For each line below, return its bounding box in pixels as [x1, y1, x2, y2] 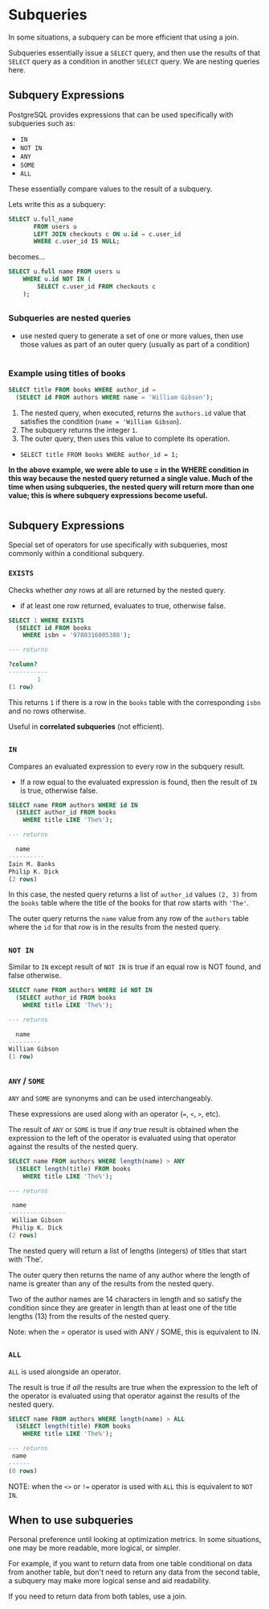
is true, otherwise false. [19, 786, 98, 795]
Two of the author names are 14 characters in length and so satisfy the [8, 1294, 243, 1304]
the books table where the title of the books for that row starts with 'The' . [8, 898, 249, 908]
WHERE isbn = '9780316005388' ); [22, 631, 131, 640]
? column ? [8, 661, 38, 669]
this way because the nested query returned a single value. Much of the [8, 473, 253, 483]
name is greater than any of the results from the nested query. [8, 1279, 214, 1288]
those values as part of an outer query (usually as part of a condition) [19, 339, 251, 349]
